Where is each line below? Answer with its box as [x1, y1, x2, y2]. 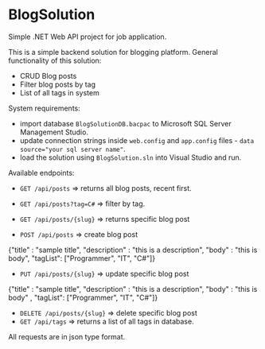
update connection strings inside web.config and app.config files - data [19, 135, 255, 145]
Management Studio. [19, 127, 89, 137]
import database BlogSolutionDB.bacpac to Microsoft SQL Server [19, 118, 232, 128]
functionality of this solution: [8, 56, 102, 65]
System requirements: [8, 103, 81, 113]
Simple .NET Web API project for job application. [8, 32, 167, 41]
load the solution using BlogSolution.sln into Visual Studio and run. [19, 153, 242, 162]
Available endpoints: [8, 168, 75, 177]
